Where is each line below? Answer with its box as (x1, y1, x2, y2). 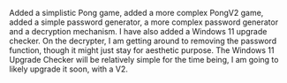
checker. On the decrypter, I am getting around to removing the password (9, 35, 276, 46)
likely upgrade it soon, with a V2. (9, 64, 128, 74)
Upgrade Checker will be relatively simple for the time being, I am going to (9, 55, 279, 64)
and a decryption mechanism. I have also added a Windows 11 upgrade (9, 26, 268, 36)
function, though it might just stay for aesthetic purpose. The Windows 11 (9, 45, 275, 56)
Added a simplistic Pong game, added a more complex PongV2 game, (9, 8, 264, 18)
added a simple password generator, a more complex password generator (9, 17, 279, 27)
